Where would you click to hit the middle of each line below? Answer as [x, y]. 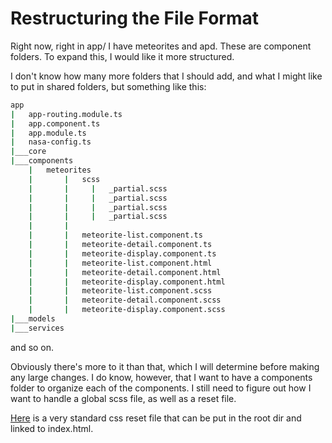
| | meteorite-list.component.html [120, 263]
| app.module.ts [48, 133]
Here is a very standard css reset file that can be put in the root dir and [156, 418]
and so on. [32, 347]
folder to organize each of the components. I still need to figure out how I [161, 388]
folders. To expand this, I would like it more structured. [122, 56]
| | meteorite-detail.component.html [125, 272]
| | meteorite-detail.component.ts [120, 245]
